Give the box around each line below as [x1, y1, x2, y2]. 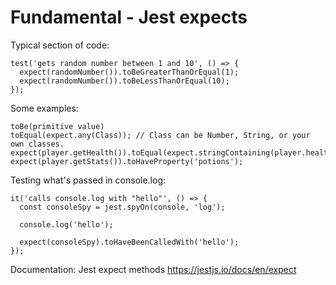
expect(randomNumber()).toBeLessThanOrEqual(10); [19, 76, 230, 86]
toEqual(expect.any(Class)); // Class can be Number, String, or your [10, 130, 311, 140]
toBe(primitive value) [10, 121, 105, 131]
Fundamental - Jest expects [10, 6, 248, 29]
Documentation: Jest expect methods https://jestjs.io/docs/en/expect [10, 263, 297, 275]
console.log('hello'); [19, 219, 114, 230]
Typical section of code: [10, 39, 110, 51]
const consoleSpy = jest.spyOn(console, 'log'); [19, 202, 226, 212]
